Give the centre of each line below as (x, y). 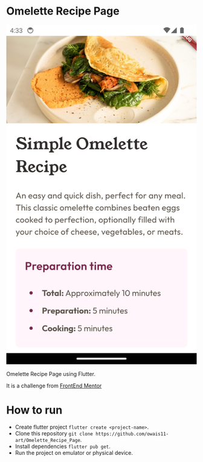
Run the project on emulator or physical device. (74, 452)
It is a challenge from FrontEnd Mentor (54, 386)
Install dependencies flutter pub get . (63, 446)
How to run (34, 410)
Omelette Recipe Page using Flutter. (51, 373)
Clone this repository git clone (54, 433)
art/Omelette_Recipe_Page (47, 440)
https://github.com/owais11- (132, 434)
